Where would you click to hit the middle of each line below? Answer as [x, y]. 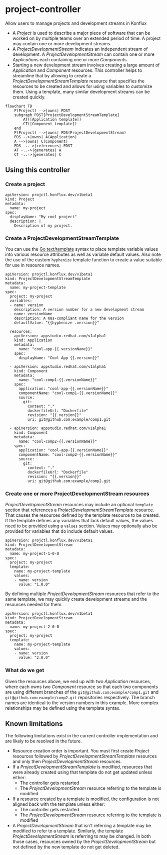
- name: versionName [31, 314]
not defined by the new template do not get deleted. [66, 847]
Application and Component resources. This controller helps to [77, 70]
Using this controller [37, 170]
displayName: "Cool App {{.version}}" [59, 358]
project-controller [43, 9]
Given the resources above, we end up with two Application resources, [78, 681]
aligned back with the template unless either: [58, 804]
